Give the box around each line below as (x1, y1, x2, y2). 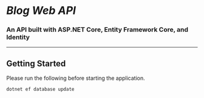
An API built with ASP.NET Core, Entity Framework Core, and (6, 26, 189, 34)
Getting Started (6, 58, 66, 69)
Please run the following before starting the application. (6, 74, 146, 82)
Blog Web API (6, 4, 76, 18)
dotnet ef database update (6, 86, 75, 93)
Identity (6, 33, 30, 41)
